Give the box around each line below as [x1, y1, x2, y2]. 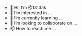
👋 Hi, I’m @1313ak [9, 5, 46, 10]
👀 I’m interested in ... [9, 10, 52, 16]
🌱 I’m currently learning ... [9, 15, 63, 20]
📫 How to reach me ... [9, 26, 56, 31]
